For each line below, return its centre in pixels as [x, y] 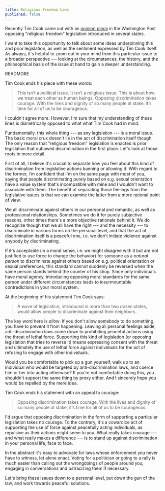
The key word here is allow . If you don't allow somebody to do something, [80, 321]
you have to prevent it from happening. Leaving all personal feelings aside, [81, 326]
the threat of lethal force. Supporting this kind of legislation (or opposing [78, 337]
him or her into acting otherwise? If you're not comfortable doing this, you [80, 372]
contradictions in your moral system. [42, 287]
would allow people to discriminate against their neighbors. [77, 312]
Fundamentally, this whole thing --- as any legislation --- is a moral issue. [79, 133]
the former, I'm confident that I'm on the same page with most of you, [75, 174]
